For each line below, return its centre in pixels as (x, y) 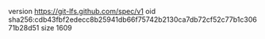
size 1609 (57, 28)
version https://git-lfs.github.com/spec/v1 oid (82, 11)
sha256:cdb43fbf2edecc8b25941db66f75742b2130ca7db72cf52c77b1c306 (133, 19)
